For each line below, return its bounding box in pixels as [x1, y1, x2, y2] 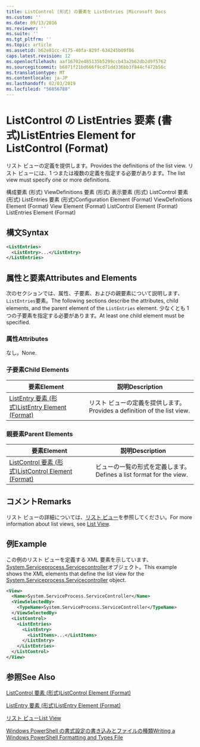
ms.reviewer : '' [6, 25, 46, 32]
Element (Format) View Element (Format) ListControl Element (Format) [6, 202, 178, 210]
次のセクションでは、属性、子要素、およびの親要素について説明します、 [6, 290, 183, 297]
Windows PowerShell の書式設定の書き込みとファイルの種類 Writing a [6, 727, 176, 734]
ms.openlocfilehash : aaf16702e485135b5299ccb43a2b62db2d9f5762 [6, 58, 167, 64]
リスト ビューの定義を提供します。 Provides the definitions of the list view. [6, 162, 187, 169]
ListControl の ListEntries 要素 [6, 114, 155, 127]
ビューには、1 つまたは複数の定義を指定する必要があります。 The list [17, 169, 186, 176]
